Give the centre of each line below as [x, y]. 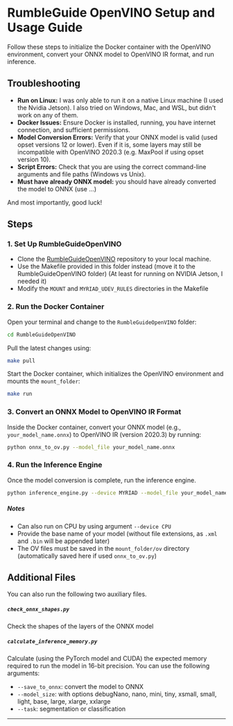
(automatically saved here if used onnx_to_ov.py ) [87, 556]
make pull [21, 361]
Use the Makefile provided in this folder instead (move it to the [106, 266]
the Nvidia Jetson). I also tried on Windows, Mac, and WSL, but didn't [116, 107]
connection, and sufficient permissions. [74, 129]
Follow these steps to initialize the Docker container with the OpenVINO [109, 47]
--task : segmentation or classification [71, 709]
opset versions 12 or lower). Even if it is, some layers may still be [109, 145]
